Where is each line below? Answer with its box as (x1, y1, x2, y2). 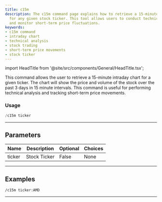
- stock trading (5, 43, 38, 48)
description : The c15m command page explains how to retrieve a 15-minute (5, 12, 159, 16)
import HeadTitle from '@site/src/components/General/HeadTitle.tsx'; (5, 65, 144, 71)
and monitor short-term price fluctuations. (9, 20, 100, 26)
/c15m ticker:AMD (5, 188, 40, 193)
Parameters (5, 131, 41, 139)
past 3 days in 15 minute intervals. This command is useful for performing (5, 85, 151, 91)
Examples (5, 175, 35, 183)
